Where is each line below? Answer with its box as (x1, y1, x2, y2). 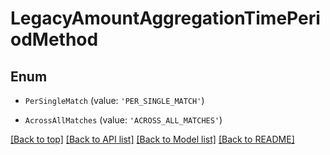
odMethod (10, 28, 99, 51)
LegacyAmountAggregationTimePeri (10, 7, 321, 30)
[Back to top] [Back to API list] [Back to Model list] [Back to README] (10, 133, 295, 145)
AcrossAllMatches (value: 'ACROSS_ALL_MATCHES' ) (24, 114, 223, 126)
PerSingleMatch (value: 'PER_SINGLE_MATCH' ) (24, 95, 205, 106)
